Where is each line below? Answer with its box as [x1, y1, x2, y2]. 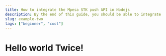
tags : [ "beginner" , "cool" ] [5, 21, 64, 26]
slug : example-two [5, 16, 43, 21]
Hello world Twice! [5, 43, 83, 54]
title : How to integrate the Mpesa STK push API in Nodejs [5, 7, 130, 12]
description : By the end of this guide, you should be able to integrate [5, 12, 162, 17]
